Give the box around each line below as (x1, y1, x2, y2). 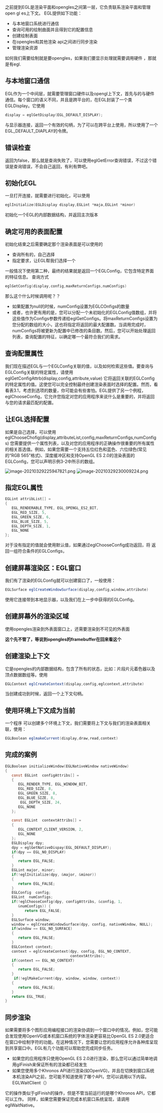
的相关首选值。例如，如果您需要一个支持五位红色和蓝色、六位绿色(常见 (5, 446, 147, 452)
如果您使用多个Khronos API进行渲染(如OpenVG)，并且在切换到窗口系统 (12, 1068, 155, 1074)
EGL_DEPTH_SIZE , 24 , (20, 800, 62, 805)
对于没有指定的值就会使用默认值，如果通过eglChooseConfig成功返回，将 (5, 542, 151, 548)
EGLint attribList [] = (5, 497, 51, 502)
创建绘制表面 (12, 33, 38, 38)
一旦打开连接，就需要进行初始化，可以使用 (5, 193, 90, 199)
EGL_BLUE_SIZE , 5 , (11, 519, 49, 524)
